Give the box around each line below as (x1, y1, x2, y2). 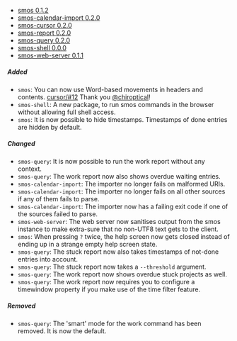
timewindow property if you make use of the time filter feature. (17, 285, 200, 294)
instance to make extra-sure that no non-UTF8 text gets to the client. (17, 225, 219, 233)
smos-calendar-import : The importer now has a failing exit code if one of (17, 202, 229, 211)
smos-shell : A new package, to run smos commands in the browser (17, 100, 214, 108)
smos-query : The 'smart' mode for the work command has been (17, 319, 202, 328)
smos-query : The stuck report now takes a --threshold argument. (17, 262, 207, 271)
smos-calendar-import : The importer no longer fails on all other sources (17, 187, 226, 196)
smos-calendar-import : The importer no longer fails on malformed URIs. (17, 179, 226, 188)
